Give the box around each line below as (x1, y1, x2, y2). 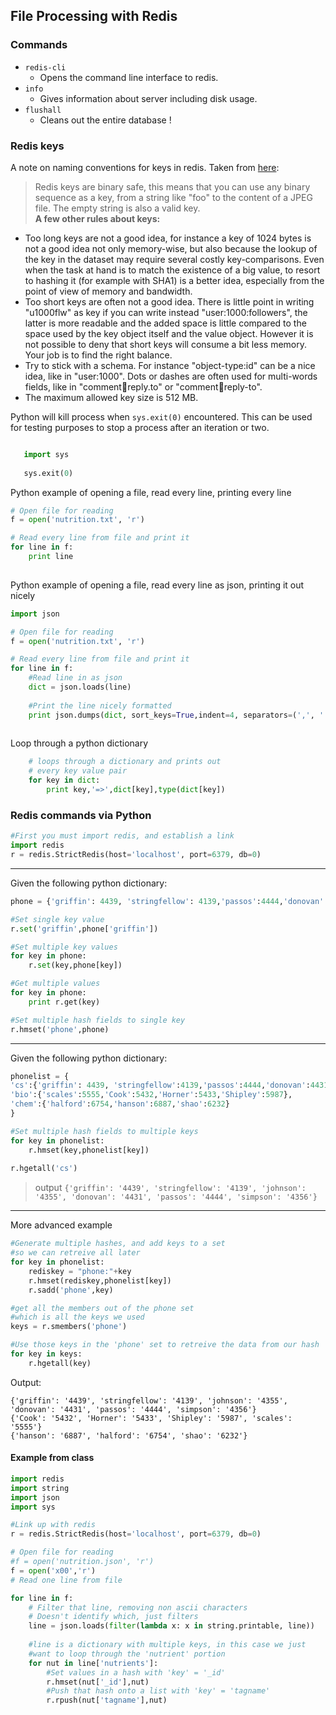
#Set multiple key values (10, 942, 118, 952)
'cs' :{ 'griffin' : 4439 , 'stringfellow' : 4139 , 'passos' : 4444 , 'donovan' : (10, 1080, 311, 1091)
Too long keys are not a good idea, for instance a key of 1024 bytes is (24, 232, 312, 244)
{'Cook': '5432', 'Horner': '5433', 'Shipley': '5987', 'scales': (10, 1413, 293, 1423)
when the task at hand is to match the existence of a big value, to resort (24, 264, 321, 276)
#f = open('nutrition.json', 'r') (10, 1557, 155, 1567)
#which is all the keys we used (10, 1312, 145, 1323)
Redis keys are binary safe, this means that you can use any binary (34, 180, 311, 193)
